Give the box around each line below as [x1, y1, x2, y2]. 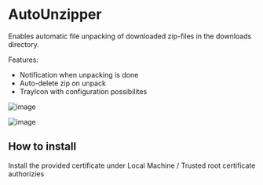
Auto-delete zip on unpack [19, 78, 106, 88]
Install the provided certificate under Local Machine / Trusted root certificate [8, 161, 256, 170]
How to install [8, 140, 77, 154]
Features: [8, 55, 39, 64]
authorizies [8, 169, 45, 178]
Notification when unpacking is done [19, 70, 139, 79]
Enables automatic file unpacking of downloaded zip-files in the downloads [8, 31, 252, 41]
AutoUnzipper [8, 5, 102, 24]
